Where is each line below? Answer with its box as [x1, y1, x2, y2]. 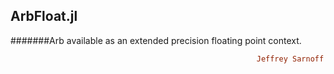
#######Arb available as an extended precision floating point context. [10, 34, 302, 46]
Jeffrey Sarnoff [256, 54, 325, 64]
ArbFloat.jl [10, 8, 78, 25]
